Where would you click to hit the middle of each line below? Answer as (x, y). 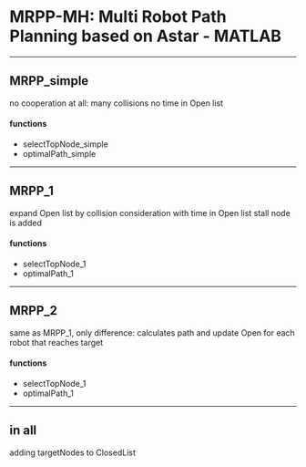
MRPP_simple (49, 81)
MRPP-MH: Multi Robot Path (118, 17)
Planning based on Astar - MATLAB (146, 36)
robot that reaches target (56, 342)
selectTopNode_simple (66, 144)
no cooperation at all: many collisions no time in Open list (117, 103)
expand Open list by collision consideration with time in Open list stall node (150, 213)
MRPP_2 (33, 311)
